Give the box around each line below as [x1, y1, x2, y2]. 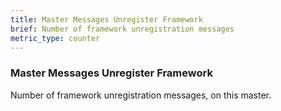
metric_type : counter [10, 33, 101, 43]
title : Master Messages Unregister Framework [10, 14, 203, 25]
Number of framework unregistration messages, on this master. [10, 89, 272, 101]
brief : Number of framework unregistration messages [10, 24, 235, 34]
